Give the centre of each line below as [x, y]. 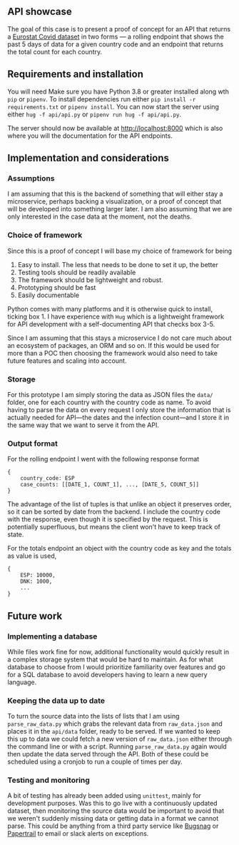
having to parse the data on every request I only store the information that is [119, 409]
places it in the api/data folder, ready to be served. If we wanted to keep [114, 731]
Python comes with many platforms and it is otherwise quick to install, [110, 309]
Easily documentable [49, 295]
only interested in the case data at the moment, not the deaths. [100, 216]
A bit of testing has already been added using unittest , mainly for [105, 796]
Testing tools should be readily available [77, 272]
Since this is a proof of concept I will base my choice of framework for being [120, 251]
